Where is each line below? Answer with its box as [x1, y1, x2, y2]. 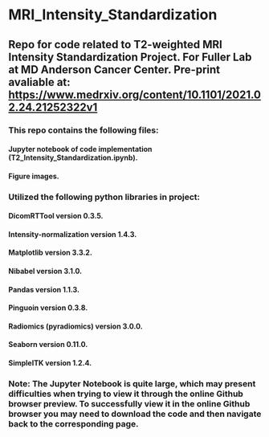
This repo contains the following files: [8, 125, 159, 136]
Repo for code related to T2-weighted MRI [8, 38, 223, 51]
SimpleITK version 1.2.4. [8, 357, 92, 367]
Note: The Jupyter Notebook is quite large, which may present [8, 378, 256, 389]
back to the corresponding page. [8, 418, 139, 429]
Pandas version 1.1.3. [8, 284, 80, 294]
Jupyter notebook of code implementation [8, 145, 153, 154]
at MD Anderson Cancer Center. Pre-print [8, 63, 221, 76]
